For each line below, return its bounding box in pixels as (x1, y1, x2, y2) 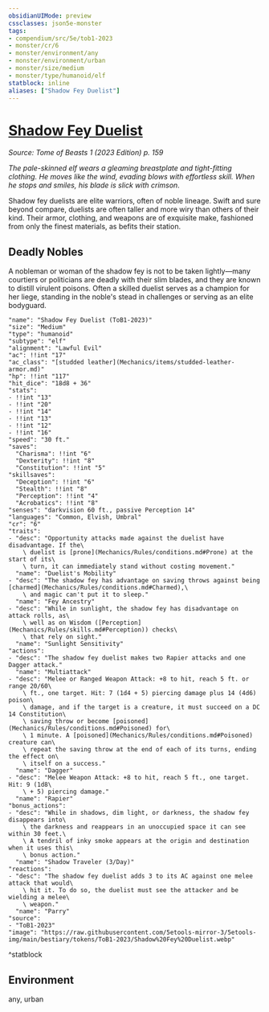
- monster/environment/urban (8, 57, 106, 65)
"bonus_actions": (8, 802, 67, 810)
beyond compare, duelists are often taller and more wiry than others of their (8, 204, 259, 214)
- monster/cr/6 (8, 42, 59, 50)
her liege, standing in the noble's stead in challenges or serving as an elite (8, 292, 254, 302)
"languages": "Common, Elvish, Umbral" (8, 513, 142, 521)
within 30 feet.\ (8, 830, 67, 838)
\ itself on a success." (22, 759, 106, 768)
